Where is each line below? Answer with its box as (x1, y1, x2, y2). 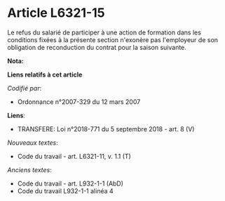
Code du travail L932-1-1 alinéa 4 (17, 186, 114, 195)
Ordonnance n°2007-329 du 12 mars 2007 (17, 97, 141, 106)
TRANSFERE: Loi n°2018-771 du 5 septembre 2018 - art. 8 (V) (17, 124, 195, 133)
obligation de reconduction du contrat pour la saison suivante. (7, 43, 187, 51)
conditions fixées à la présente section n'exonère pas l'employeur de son (7, 35, 219, 44)
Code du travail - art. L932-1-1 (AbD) (17, 179, 124, 188)
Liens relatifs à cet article (7, 70, 83, 79)
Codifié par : (7, 84, 42, 92)
